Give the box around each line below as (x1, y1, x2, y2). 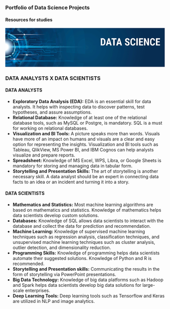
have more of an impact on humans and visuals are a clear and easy (12, 136, 155, 142)
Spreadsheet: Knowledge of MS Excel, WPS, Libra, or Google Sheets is (12, 157, 162, 163)
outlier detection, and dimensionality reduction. (12, 244, 111, 250)
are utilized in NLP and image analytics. (12, 298, 95, 304)
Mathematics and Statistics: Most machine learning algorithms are (12, 201, 153, 208)
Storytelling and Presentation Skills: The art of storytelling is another (12, 168, 158, 174)
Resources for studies (5, 17, 53, 23)
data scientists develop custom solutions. (12, 212, 99, 218)
